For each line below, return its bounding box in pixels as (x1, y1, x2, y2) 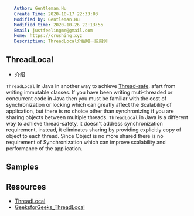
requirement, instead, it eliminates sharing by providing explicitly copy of (6, 126, 182, 133)
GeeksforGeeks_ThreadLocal (14, 204, 85, 211)
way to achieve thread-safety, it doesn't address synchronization (6, 120, 163, 127)
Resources (6, 182, 46, 192)
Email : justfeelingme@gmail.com (13, 27, 93, 33)
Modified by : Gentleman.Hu (13, 16, 80, 22)
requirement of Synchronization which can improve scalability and (6, 139, 166, 146)
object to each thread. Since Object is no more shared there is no (6, 132, 164, 139)
